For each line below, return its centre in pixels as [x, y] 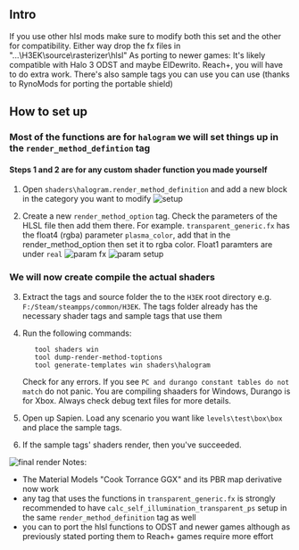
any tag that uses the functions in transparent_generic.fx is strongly [149, 498]
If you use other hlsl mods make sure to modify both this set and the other [145, 36]
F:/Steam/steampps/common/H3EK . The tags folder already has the [140, 306]
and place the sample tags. [72, 427]
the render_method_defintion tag [80, 148]
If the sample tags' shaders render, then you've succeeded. [132, 445]
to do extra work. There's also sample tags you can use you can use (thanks [149, 74]
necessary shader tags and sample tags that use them [122, 315]
